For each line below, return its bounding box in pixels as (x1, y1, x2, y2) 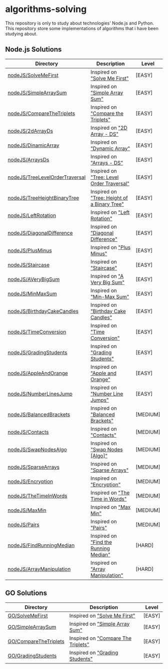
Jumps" (90, 397, 109, 404)
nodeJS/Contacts (7, 428, 49, 435)
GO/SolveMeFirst (7, 612, 48, 619)
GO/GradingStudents (7, 652, 57, 659)
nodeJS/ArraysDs (7, 156, 49, 163)
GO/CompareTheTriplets (7, 637, 65, 644)
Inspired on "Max (90, 503, 131, 510)
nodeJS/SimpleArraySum (7, 89, 67, 96)
